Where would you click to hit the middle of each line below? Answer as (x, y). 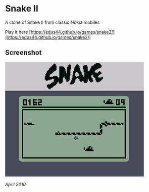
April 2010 (16, 184)
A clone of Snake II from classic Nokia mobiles (52, 22)
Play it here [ (18, 32)
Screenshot (24, 53)
